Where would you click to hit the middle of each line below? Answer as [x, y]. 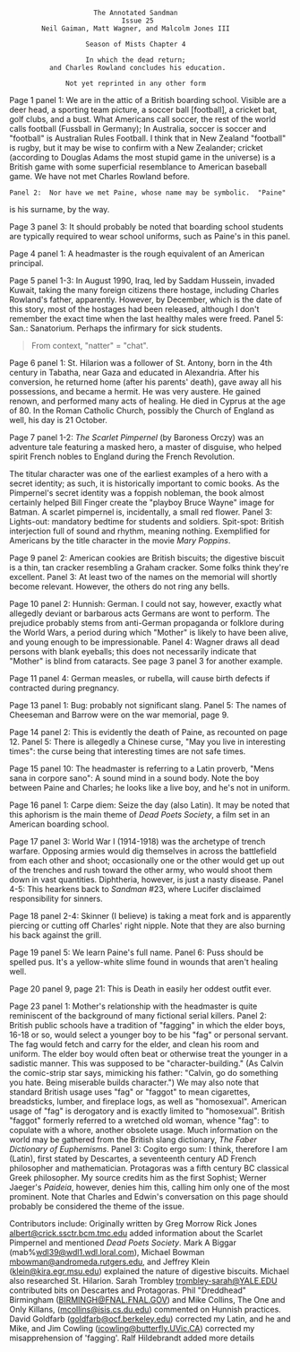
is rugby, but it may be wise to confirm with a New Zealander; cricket [136, 147]
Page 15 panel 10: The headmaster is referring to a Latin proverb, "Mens [142, 768]
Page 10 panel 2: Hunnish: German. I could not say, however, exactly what [146, 604]
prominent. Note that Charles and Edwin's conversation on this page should [149, 1196]
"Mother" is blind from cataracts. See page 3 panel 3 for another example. [146, 661]
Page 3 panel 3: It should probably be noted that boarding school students [146, 227]
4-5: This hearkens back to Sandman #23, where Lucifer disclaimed [135, 889]
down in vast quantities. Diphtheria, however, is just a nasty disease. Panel [146, 880]
